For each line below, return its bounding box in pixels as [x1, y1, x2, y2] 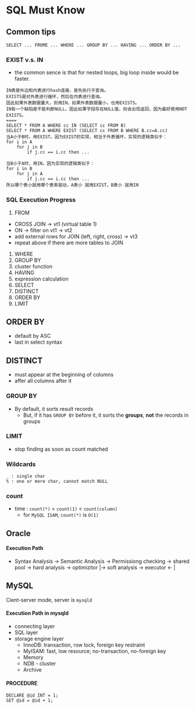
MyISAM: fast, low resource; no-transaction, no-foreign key [23, 648, 166, 655]
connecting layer [14, 623, 55, 630]
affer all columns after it [14, 378, 72, 385]
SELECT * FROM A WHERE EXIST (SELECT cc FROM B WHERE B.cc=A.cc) [6, 128, 168, 134]
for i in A [6, 139, 33, 145]
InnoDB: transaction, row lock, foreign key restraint [23, 641, 146, 649]
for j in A [16, 171, 43, 177]
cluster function [14, 262, 53, 269]
